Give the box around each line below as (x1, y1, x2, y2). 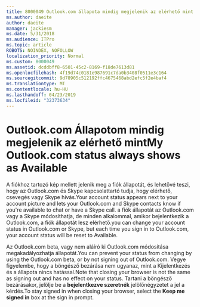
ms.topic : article (6, 42, 52, 48)
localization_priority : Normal (6, 53, 84, 59)
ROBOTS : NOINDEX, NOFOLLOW (6, 48, 73, 54)
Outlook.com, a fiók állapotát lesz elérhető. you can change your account (6, 219, 185, 226)
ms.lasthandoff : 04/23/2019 (6, 92, 76, 98)
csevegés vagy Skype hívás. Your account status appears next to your (6, 193, 178, 200)
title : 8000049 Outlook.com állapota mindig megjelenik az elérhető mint (6, 8, 194, 15)
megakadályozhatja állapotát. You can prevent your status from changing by (6, 249, 192, 256)
